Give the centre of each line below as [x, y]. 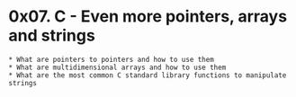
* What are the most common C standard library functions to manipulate [148, 75]
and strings [52, 35]
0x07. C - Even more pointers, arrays [148, 17]
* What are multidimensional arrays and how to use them [117, 67]
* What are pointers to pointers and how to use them [112, 59]
